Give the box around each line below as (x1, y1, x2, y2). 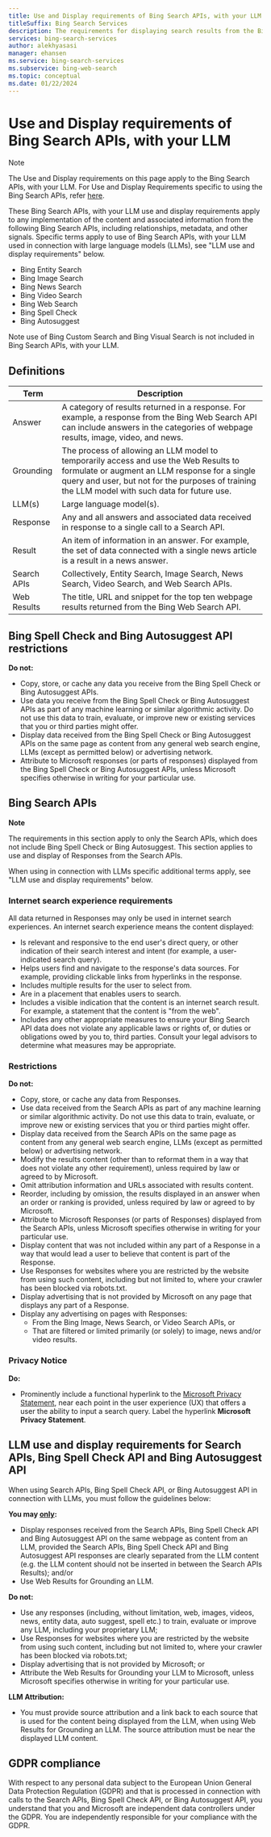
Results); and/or (19, 1567, 74, 1577)
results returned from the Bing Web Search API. (61, 602, 241, 613)
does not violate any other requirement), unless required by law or (19, 1164, 240, 1173)
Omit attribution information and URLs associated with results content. (19, 1181, 254, 1190)
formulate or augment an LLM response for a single (61, 465, 256, 476)
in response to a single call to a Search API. (61, 522, 225, 533)
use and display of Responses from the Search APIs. (8, 850, 183, 860)
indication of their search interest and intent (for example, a (19, 946, 218, 956)
